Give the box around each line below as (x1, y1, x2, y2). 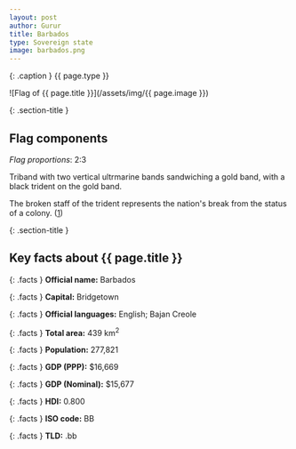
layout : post (9, 12, 58, 22)
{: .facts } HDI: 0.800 (9, 397, 86, 407)
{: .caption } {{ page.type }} (9, 70, 109, 81)
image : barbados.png (9, 46, 86, 55)
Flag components (9, 131, 108, 146)
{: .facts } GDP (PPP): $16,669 (9, 362, 119, 373)
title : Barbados (9, 29, 69, 38)
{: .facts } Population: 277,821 (9, 344, 118, 356)
